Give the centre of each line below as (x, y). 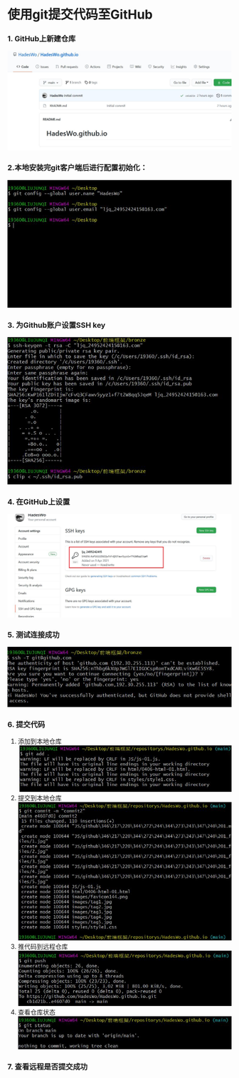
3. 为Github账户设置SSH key (57, 325)
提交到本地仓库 (39, 798)
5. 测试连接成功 (33, 635)
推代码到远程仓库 (43, 946)
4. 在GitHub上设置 (39, 502)
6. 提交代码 (26, 724)
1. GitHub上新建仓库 (42, 39)
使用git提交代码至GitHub (80, 15)
